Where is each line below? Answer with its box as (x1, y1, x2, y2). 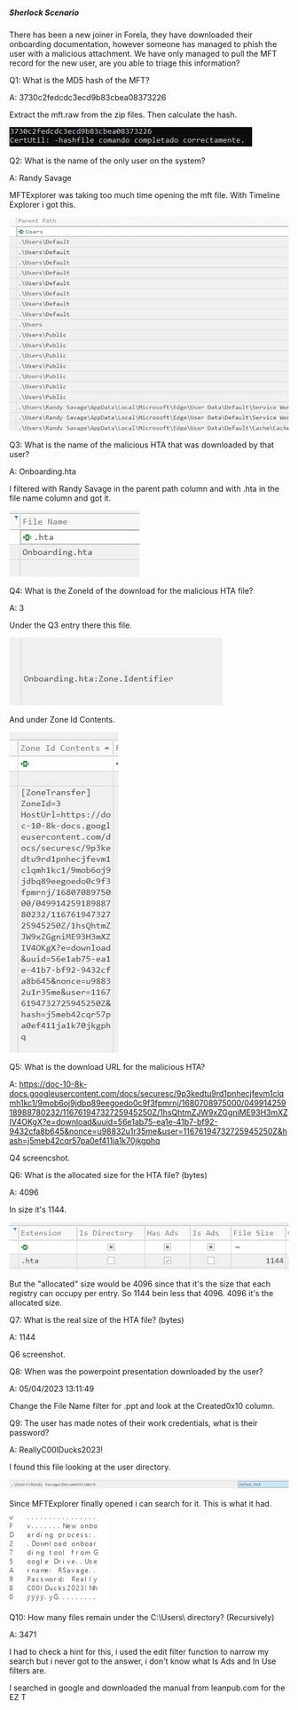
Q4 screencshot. (9, 1152, 71, 1163)
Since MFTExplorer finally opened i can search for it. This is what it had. (9, 1498, 272, 1508)
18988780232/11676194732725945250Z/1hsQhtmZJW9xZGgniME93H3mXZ (9, 1107, 288, 1118)
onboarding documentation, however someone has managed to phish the (9, 38, 278, 49)
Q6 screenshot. (9, 1349, 67, 1359)
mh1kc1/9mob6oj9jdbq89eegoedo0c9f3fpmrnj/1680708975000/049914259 (9, 1097, 286, 1109)
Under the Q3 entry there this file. (9, 620, 133, 630)
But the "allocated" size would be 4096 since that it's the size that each (9, 1279, 271, 1289)
